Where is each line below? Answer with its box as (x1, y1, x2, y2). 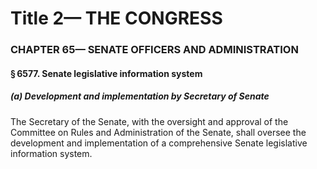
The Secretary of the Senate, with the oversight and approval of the (10, 115, 289, 127)
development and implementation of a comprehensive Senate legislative (10, 137, 308, 149)
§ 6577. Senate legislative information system (10, 67, 203, 79)
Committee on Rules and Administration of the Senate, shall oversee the (10, 126, 307, 138)
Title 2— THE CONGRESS (10, 7, 223, 30)
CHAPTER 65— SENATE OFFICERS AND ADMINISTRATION (10, 43, 299, 57)
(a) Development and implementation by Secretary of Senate (10, 90, 270, 102)
